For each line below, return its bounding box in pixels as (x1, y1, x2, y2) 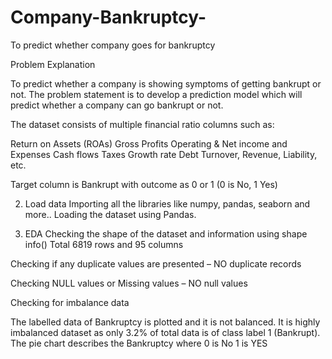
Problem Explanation (10, 58, 96, 70)
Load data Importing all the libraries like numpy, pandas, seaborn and (24, 197, 311, 210)
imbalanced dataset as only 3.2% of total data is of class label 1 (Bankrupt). (10, 326, 321, 338)
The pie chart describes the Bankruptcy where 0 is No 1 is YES (10, 337, 268, 349)
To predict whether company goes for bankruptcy (10, 39, 216, 51)
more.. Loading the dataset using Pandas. (24, 208, 197, 220)
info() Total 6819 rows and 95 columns (24, 238, 184, 250)
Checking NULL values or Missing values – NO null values (10, 277, 248, 289)
